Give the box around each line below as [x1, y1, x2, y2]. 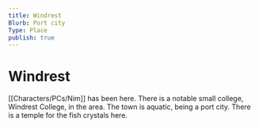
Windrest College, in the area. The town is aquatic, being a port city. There [8, 102, 251, 111]
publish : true [8, 33, 55, 42]
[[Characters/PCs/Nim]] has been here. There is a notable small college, [8, 94, 244, 104]
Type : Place [8, 26, 48, 34]
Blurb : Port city [8, 19, 66, 27]
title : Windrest [8, 11, 62, 20]
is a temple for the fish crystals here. [8, 111, 128, 120]
